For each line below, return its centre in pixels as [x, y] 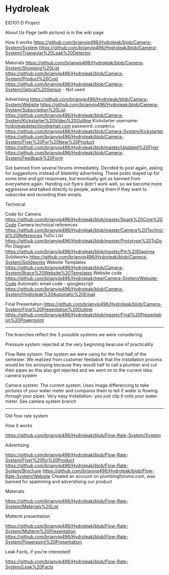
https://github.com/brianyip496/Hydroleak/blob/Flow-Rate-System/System [83, 435]
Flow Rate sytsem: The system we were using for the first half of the [76, 354]
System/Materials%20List [32, 506]
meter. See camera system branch [41, 401]
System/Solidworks [25, 262]
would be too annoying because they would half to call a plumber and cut [81, 365]
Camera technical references [48, 225]
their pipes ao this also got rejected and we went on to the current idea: [79, 370]
